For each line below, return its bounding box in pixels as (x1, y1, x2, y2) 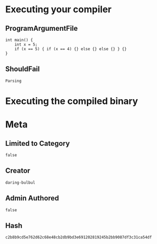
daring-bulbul (5, 180, 36, 185)
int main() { (5, 37, 33, 42)
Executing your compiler (5, 4, 111, 15)
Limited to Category (5, 139, 70, 148)
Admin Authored (5, 194, 59, 203)
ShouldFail (5, 65, 40, 74)
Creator (5, 166, 31, 175)
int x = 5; (14, 42, 38, 47)
